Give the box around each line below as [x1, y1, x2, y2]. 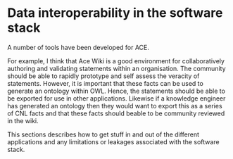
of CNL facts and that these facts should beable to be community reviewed [7, 109, 225, 117]
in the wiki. [7, 116, 39, 125]
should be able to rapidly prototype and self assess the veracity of [7, 72, 200, 80]
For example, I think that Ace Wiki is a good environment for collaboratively [7, 56, 225, 65]
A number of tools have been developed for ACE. [7, 43, 150, 51]
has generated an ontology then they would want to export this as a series [7, 101, 223, 110]
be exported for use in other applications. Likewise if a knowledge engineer [7, 94, 226, 103]
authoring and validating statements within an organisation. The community [7, 64, 227, 72]
